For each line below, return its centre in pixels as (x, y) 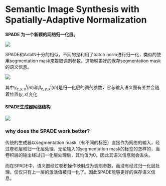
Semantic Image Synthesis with (72, 9)
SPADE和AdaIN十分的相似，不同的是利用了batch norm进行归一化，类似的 (81, 54)
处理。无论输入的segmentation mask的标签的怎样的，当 (102, 148)
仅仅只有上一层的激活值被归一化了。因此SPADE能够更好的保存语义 (82, 172)
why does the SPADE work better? (48, 131)
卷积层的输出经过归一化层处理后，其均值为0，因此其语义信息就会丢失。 (79, 155)
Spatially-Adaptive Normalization (76, 20)
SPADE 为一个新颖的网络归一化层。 (42, 34)
